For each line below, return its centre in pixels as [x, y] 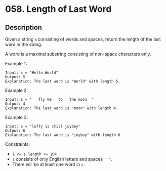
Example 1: [16, 64]
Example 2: [17, 90]
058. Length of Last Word [58, 9]
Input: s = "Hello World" [32, 73]
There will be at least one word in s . [48, 164]
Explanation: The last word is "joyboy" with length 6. [64, 135]
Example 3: [17, 117]
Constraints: [18, 144]
